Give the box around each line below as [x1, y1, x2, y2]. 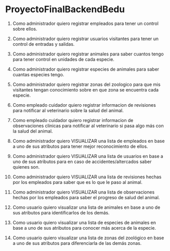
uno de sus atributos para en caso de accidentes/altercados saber [12, 159, 152, 165]
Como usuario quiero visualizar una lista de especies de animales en [12, 219, 156, 226]
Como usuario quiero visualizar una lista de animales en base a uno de [12, 204, 161, 210]
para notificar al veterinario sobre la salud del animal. [12, 107, 124, 113]
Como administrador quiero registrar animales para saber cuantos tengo [12, 51, 164, 57]
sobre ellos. [12, 25, 38, 32]
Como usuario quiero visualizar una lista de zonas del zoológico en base [12, 235, 164, 241]
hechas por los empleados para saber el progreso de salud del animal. [12, 194, 160, 200]
